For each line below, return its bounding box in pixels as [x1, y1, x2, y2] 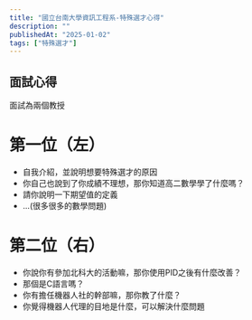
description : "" [9, 22, 70, 31]
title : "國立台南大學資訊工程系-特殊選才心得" [9, 13, 164, 23]
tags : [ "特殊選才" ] [9, 38, 78, 48]
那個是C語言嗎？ [22, 278, 85, 289]
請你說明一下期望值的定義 [22, 189, 118, 200]
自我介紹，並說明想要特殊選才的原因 [22, 166, 158, 177]
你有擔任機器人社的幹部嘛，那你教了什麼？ [22, 289, 182, 300]
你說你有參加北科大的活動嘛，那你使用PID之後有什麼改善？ [22, 267, 242, 278]
